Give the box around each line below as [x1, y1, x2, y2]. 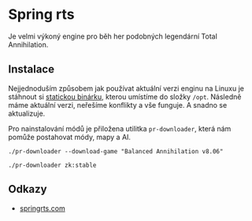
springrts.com [19, 203, 65, 213]
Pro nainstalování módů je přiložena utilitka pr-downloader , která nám [8, 123, 232, 133]
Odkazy [8, 182, 47, 196]
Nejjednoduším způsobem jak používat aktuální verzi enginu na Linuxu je [8, 83, 245, 93]
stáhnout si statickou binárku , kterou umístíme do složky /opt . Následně [8, 92, 242, 101]
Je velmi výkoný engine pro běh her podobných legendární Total [8, 31, 218, 41]
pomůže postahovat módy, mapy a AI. [8, 132, 132, 142]
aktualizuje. [8, 109, 46, 118]
